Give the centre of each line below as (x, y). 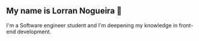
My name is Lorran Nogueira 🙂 (64, 11)
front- (186, 25)
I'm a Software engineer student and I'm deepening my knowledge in (92, 25)
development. (34, 31)
